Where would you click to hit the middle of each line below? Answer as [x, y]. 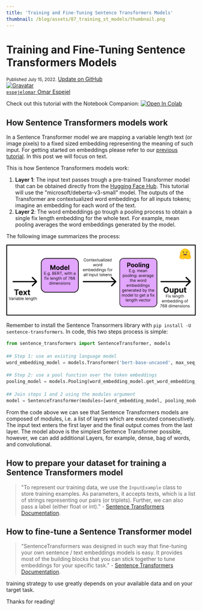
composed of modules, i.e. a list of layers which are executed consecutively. [101, 419]
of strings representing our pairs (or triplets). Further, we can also [102, 500]
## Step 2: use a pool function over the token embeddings [82, 375]
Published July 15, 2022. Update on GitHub [54, 79]
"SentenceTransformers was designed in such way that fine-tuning [104, 546]
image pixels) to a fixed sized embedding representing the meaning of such [100, 144]
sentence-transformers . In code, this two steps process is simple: [87, 331]
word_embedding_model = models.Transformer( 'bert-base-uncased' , [90, 362]
